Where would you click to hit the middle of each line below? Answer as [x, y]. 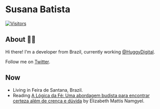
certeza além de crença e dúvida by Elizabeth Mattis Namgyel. [78, 101]
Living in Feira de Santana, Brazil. [48, 90]
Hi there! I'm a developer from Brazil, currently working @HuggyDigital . [80, 51]
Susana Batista [38, 9]
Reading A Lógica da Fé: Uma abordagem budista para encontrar [81, 95]
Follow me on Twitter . [28, 62]
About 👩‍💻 [21, 39]
